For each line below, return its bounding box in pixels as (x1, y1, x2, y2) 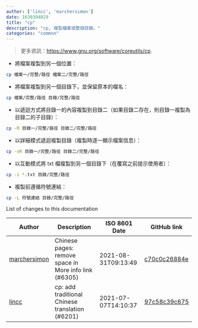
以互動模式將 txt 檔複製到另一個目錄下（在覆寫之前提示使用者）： (14, 160, 171, 167)
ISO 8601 (105, 219, 133, 227)
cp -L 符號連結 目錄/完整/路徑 (6, 195, 74, 201)
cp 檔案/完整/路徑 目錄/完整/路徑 (6, 95, 80, 101)
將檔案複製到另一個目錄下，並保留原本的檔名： (14, 83, 128, 90)
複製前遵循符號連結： (14, 183, 67, 190)
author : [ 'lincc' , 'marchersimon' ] (6, 8, 94, 15)
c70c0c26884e (144, 255, 189, 263)
